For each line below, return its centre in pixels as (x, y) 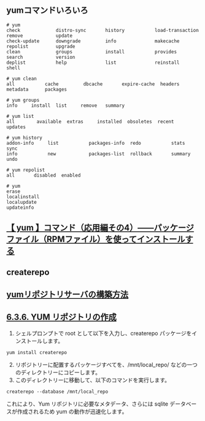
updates (16, 127)
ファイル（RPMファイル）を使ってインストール (96, 240)
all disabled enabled (44, 175)
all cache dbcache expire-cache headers (93, 84)
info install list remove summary (65, 106)
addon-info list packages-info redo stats (96, 143)
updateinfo (20, 207)
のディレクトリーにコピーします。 (58, 372)
